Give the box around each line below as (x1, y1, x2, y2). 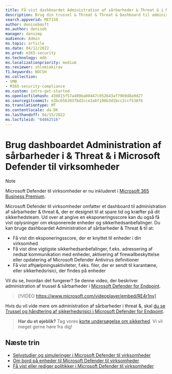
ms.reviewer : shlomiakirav (5, 65, 63, 70)
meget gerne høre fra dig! (17, 323, 73, 329)
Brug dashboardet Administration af (5, 139, 162, 151)
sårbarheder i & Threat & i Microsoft (5, 150, 160, 161)
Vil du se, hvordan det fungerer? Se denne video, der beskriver (5, 277, 138, 283)
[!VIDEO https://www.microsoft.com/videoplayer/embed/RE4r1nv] (17, 293, 157, 299)
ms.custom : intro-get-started (5, 88, 70, 94)
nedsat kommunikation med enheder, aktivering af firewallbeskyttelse (12, 251, 160, 257)
